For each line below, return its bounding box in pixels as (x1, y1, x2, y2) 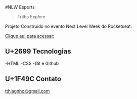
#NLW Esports (5, 4, 35, 10)
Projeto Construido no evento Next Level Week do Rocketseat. (5, 23, 132, 29)
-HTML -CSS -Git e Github (5, 60, 59, 66)
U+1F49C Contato (5, 75, 62, 83)
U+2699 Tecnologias (5, 47, 71, 56)
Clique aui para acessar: (5, 33, 55, 39)
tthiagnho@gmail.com (5, 88, 50, 94)
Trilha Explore (17, 14, 46, 19)
